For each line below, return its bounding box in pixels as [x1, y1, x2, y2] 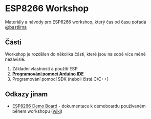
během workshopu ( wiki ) [12, 108, 63, 114]
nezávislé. [5, 56, 25, 62]
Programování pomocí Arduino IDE [12, 71, 84, 77]
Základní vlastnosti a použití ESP [12, 66, 78, 71]
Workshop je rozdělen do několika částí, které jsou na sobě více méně [5, 51, 146, 57]
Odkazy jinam [5, 90, 48, 99]
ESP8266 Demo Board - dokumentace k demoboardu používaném [12, 103, 146, 109]
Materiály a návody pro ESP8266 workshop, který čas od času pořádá [5, 19, 147, 25]
